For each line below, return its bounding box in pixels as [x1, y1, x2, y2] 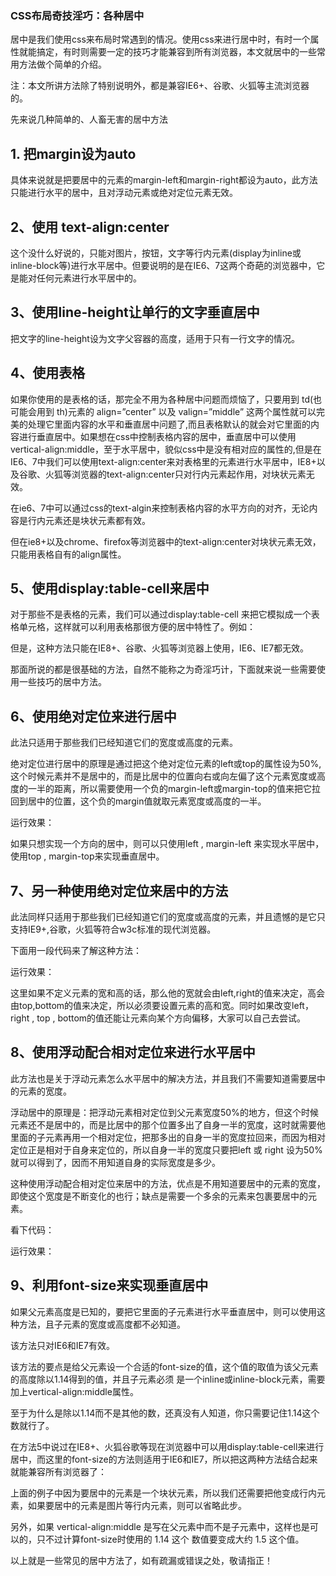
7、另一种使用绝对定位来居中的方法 [10, 882, 229, 899]
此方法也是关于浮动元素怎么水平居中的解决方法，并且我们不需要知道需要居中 [10, 1072, 326, 1084]
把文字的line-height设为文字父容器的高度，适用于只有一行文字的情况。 [10, 332, 300, 344]
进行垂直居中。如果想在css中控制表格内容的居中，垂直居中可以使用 [18, 430, 297, 442]
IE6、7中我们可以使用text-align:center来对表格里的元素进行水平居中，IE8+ [10, 455, 317, 467]
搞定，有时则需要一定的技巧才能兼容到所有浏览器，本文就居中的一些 [36, 46, 317, 58]
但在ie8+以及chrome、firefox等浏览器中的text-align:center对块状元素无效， [10, 535, 322, 547]
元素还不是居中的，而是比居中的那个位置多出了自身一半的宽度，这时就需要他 [10, 1118, 326, 1131]
